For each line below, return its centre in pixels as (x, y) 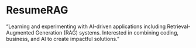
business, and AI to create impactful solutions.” (63, 39)
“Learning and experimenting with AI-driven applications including (86, 26)
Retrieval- (178, 26)
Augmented (20, 32)
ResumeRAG (37, 10)
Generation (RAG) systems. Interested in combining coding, (107, 32)
